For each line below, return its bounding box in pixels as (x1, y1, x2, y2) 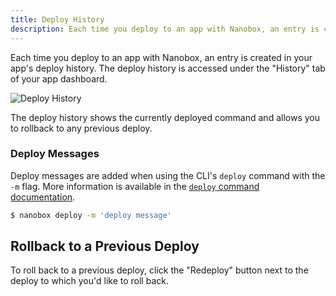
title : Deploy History (10, 14, 105, 25)
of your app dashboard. (10, 72, 108, 85)
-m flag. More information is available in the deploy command (10, 180, 260, 192)
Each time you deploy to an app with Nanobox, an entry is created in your (10, 51, 313, 63)
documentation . (10, 191, 76, 203)
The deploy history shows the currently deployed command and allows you (10, 111, 320, 123)
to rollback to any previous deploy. (10, 122, 153, 134)
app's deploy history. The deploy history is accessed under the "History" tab (10, 62, 326, 74)
